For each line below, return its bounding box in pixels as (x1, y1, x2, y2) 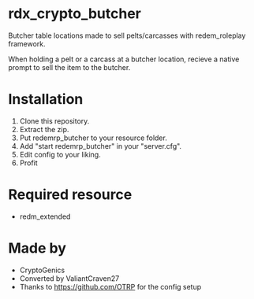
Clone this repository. (19, 116, 90, 126)
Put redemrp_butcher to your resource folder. (19, 133, 167, 142)
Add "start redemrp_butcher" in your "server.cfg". (19, 141, 182, 150)
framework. (8, 39, 46, 48)
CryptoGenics (19, 265, 65, 275)
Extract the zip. (19, 124, 69, 134)
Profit (19, 158, 38, 168)
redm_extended (19, 212, 71, 221)
